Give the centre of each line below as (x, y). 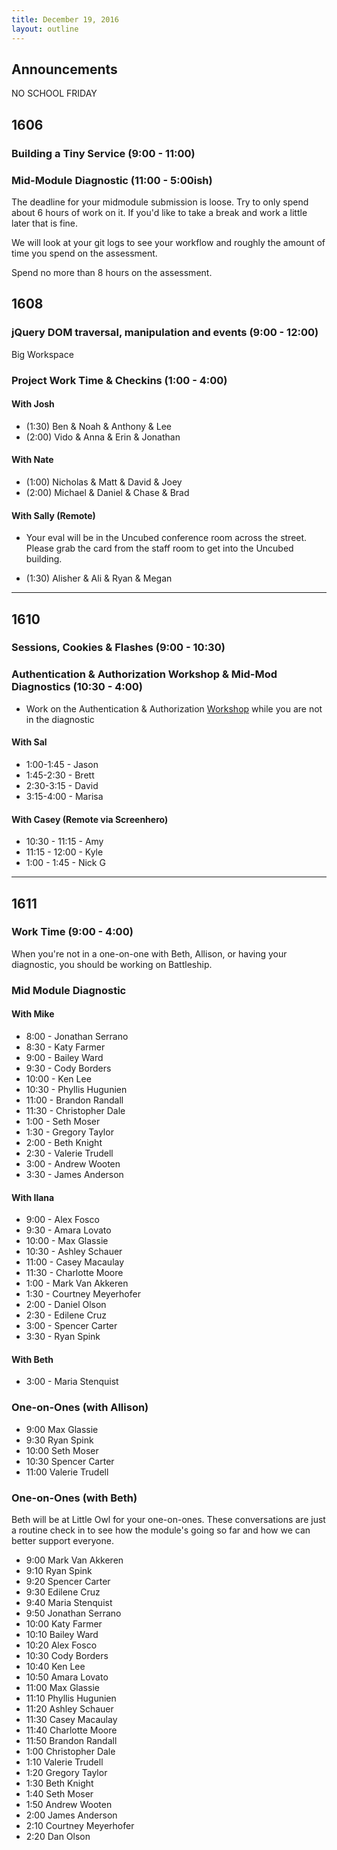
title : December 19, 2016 (65, 19)
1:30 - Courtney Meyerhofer (83, 1294)
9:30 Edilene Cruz (63, 1592)
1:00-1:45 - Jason (62, 764)
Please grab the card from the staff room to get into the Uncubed (159, 548)
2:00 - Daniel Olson (66, 1305)
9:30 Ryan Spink (59, 1440)
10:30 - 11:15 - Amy (64, 842)
